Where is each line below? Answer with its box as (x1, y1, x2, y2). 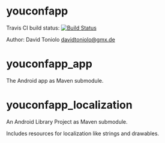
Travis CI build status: (6, 24, 60, 31)
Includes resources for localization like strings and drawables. (6, 130, 160, 137)
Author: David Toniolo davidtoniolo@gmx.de (6, 36, 115, 43)
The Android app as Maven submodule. (6, 77, 104, 84)
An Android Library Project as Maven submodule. (6, 118, 128, 125)
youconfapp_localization (6, 98, 133, 112)
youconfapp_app (6, 57, 93, 71)
